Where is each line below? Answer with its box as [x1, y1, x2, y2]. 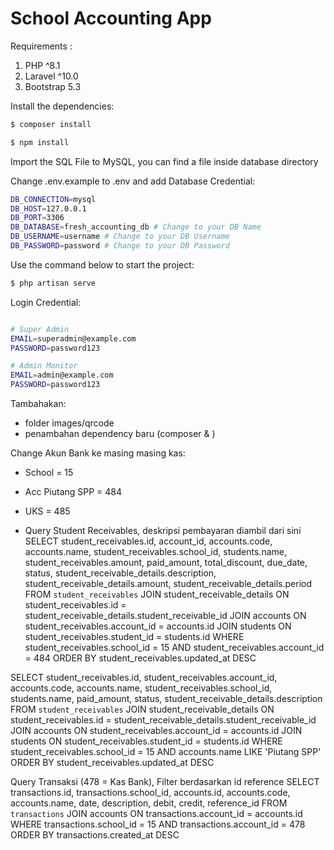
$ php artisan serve [10, 278, 97, 288]
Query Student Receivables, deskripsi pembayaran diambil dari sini [24, 525, 302, 537]
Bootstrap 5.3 [24, 80, 82, 92]
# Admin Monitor [10, 361, 78, 371]
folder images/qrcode [24, 417, 115, 429]
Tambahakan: [10, 398, 67, 410]
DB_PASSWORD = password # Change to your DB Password [10, 241, 230, 251]
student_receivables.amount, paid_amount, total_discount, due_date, [24, 557, 308, 569]
